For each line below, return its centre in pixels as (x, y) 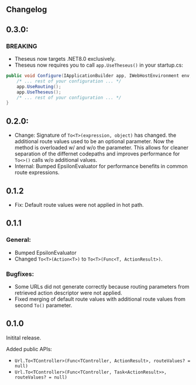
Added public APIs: (29, 349)
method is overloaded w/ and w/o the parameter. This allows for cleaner (102, 148)
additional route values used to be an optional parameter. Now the (94, 141)
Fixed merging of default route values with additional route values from (100, 299)
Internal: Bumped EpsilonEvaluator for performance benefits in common (101, 167)
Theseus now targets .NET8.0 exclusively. (65, 59)
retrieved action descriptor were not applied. (68, 293)
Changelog (27, 10)
